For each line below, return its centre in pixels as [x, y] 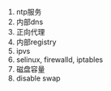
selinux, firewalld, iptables [60, 60]
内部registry [36, 42]
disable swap [38, 78]
